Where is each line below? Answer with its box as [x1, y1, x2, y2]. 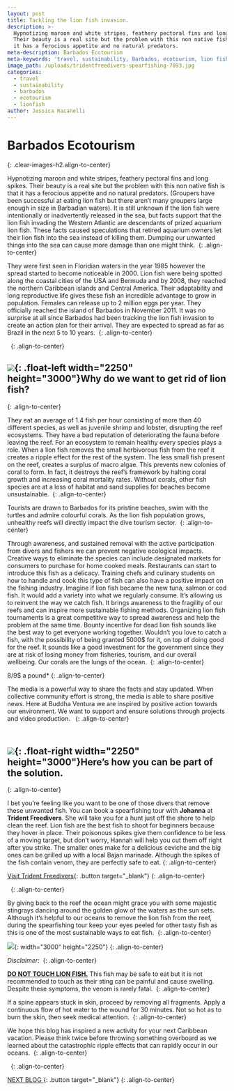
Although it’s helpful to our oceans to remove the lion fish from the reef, [7, 914, 212, 922]
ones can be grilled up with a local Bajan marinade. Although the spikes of [7, 851, 220, 860]
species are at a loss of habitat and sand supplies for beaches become [7, 482, 210, 491]
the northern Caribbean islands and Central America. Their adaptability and [7, 284, 224, 292]
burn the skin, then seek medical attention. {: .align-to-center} [7, 1013, 187, 1021]
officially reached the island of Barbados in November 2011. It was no [7, 306, 206, 314]
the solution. [7, 767, 64, 779]
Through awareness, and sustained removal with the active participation [7, 539, 214, 547]
